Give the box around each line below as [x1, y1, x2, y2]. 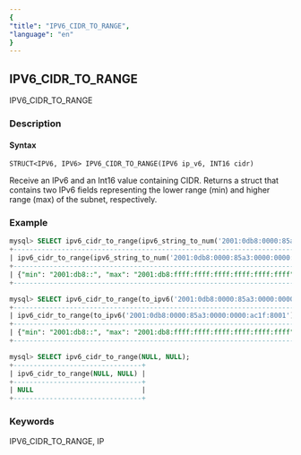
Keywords [9, 416, 55, 428]
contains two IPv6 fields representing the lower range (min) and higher [9, 185, 271, 195]
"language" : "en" [9, 30, 74, 39]
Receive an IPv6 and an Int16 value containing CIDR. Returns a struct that [9, 176, 279, 186]
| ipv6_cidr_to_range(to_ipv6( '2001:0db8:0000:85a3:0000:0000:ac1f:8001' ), [9, 311, 298, 321]
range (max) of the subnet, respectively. [9, 194, 158, 205]
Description [9, 117, 62, 130]
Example [9, 217, 48, 229]
